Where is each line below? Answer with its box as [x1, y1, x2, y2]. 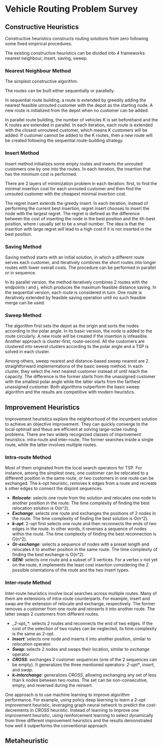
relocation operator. [12, 641, 52, 647]
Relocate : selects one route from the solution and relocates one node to [12, 495, 156, 501]
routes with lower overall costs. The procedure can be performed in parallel [5, 265, 156, 270]
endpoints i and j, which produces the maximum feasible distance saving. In [5, 284, 157, 290]
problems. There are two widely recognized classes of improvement [5, 432, 142, 437]
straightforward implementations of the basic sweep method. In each [5, 363, 143, 369]
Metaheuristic [5, 736, 49, 745]
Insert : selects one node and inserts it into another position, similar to [12, 636, 151, 642]
